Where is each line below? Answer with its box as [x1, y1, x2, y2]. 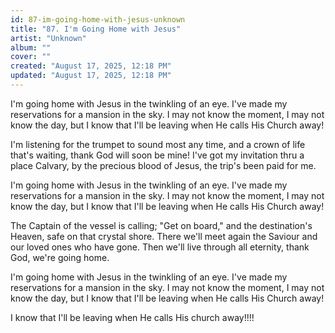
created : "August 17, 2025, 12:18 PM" [10, 61, 172, 71]
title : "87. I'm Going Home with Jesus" [10, 24, 182, 34]
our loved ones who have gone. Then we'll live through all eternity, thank [10, 241, 310, 253]
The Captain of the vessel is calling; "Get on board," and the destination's [10, 219, 313, 231]
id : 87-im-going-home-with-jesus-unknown [10, 14, 186, 25]
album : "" [10, 42, 52, 53]
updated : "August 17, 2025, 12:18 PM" [10, 71, 172, 81]
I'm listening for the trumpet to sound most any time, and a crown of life [10, 138, 306, 150]
